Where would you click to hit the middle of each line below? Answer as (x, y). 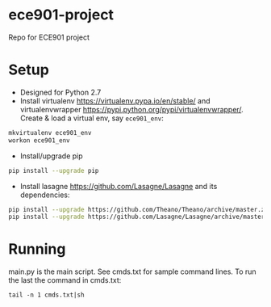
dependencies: (45, 195)
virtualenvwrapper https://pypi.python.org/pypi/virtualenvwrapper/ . (131, 109)
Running (37, 249)
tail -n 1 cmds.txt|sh (46, 295)
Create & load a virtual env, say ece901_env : (92, 118)
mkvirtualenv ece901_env (50, 132)
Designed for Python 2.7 (60, 92)
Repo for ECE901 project (49, 37)
